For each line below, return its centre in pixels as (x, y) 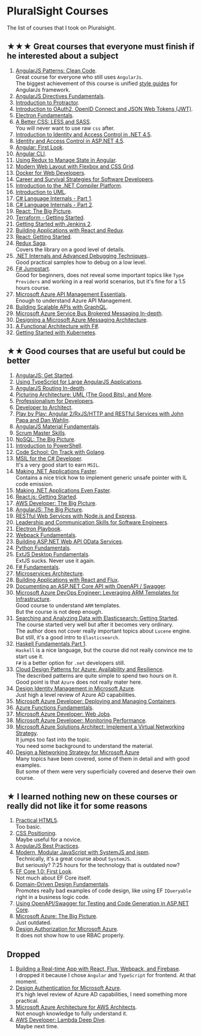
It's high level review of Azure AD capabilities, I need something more (101, 995)
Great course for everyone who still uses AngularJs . (79, 77)
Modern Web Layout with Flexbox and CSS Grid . (75, 166)
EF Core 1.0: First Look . (44, 872)
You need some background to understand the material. (84, 746)
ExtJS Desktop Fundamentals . (53, 554)
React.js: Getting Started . (46, 497)
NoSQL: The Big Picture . (46, 439)
